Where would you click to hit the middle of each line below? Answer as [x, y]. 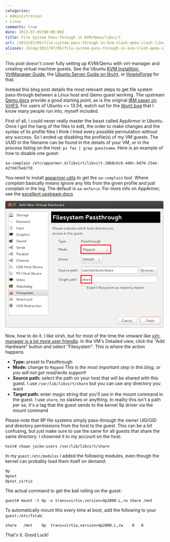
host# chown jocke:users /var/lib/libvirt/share [57, 446]
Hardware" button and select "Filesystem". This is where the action [75, 346]
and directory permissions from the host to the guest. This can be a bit [79, 425]
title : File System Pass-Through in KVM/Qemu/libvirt [63, 38]
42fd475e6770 [19, 168]
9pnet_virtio [19, 481]
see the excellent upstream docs [39, 194]
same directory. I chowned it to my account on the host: [63, 436]
